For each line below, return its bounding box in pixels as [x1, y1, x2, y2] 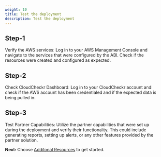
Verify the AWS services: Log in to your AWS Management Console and [5, 47, 147, 53]
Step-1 [5, 34, 25, 42]
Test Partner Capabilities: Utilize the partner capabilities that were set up [5, 122, 149, 127]
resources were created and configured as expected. [5, 57, 111, 63]
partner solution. [5, 137, 38, 143]
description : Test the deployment [5, 16, 75, 21]
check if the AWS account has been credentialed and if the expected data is [5, 89, 157, 95]
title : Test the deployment [5, 12, 62, 17]
